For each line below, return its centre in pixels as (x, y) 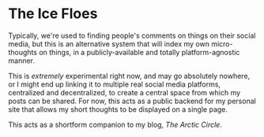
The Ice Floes (53, 14)
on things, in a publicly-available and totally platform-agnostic (140, 52)
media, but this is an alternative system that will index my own (109, 43)
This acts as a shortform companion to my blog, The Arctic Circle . (115, 124)
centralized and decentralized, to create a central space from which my (124, 92)
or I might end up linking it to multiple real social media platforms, (115, 84)
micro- (222, 43)
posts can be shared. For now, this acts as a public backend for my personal (132, 101)
